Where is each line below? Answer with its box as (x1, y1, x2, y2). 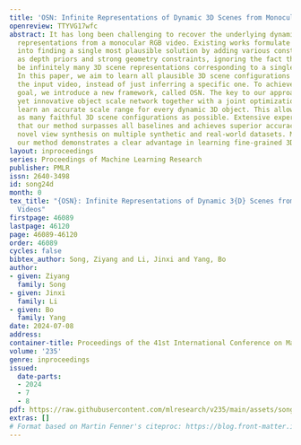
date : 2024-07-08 (9, 322, 74, 331)
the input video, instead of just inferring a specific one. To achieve (17, 80, 295, 89)
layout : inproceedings (9, 146, 94, 155)
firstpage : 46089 (9, 213, 74, 222)
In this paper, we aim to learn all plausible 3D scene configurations (17, 72, 291, 81)
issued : (9, 363, 39, 372)
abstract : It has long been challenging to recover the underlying (9, 30, 267, 39)
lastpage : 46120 (9, 222, 70, 231)
